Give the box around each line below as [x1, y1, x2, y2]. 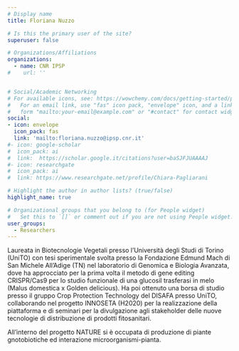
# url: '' [7, 69, 46, 76]
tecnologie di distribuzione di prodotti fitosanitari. [7, 314, 152, 323]
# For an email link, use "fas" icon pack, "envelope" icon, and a [7, 101, 218, 109]
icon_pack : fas [14, 128, 59, 135]
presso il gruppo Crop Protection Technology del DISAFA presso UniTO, [7, 291, 218, 300]
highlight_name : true [7, 194, 72, 201]
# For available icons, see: [7, 95, 94, 102]
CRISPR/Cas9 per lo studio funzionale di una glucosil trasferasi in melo [7, 276, 215, 285]
